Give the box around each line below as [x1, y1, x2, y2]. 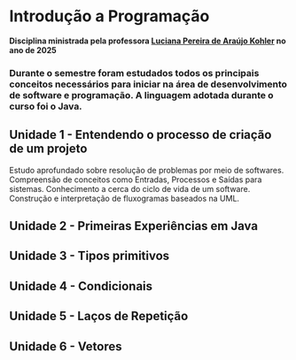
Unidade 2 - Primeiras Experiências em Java [9, 218, 259, 234]
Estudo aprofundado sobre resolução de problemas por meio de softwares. [9, 165, 284, 175]
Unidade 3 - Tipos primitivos [9, 249, 170, 264]
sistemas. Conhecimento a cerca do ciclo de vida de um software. [9, 183, 251, 194]
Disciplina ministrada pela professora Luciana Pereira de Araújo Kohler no [9, 35, 286, 46]
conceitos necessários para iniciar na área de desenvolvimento [9, 78, 288, 90]
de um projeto [9, 142, 88, 157]
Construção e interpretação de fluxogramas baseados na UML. [9, 193, 240, 203]
